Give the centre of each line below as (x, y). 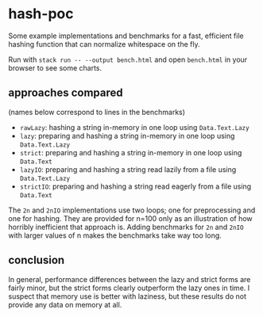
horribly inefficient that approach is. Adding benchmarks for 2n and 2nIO (126, 227)
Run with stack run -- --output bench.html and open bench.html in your (128, 59)
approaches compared (66, 93)
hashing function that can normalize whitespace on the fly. (104, 44)
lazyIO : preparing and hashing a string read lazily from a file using (128, 169)
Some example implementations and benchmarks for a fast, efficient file (126, 36)
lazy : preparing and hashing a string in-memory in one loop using (127, 136)
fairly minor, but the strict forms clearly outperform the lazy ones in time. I (129, 288)
